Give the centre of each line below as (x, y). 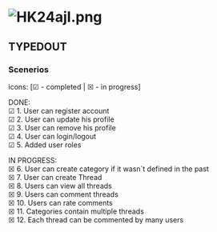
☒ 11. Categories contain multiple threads (76, 211)
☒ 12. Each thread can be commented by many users (96, 219)
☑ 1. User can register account (59, 110)
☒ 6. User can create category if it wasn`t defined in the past (109, 169)
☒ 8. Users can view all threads (60, 186)
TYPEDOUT (38, 47)
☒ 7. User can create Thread (55, 177)
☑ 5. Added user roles (45, 145)
